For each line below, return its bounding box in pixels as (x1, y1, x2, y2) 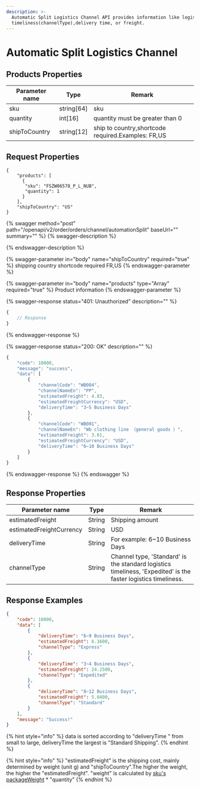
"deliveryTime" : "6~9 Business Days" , (37, 633, 135, 639)
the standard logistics (111, 560, 171, 568)
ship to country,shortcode (93, 124, 166, 132)
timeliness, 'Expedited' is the (111, 567, 191, 576)
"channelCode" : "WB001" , (37, 421, 100, 427)
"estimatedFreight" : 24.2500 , (37, 667, 113, 673)
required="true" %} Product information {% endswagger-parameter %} (6, 286, 182, 293)
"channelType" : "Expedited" (37, 672, 108, 678)
